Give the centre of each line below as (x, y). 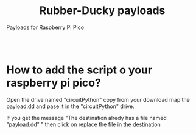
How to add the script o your (79, 70)
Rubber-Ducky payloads (102, 11)
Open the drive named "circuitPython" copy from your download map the (98, 99)
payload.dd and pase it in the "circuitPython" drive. (71, 106)
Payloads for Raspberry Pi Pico (45, 27)
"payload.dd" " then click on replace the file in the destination (84, 124)
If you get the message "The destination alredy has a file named (87, 118)
